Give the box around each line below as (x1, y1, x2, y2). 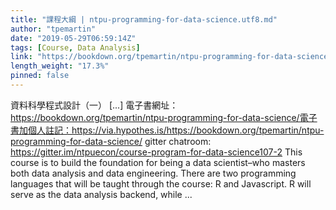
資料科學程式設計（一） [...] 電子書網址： (10, 99, 179, 111)
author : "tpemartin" (10, 24, 97, 34)
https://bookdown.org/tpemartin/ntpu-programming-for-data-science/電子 (10, 111, 318, 123)
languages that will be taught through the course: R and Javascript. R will (10, 177, 312, 190)
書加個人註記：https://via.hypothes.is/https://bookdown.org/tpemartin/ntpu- (10, 124, 325, 136)
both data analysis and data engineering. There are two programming (10, 167, 297, 179)
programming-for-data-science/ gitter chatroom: (10, 135, 212, 147)
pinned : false (10, 71, 70, 81)
